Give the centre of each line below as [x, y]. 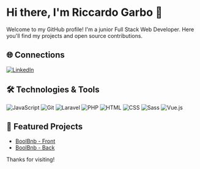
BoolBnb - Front [35, 141]
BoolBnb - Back [35, 148]
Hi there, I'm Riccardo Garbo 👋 [85, 13]
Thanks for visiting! [31, 160]
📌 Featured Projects [45, 127]
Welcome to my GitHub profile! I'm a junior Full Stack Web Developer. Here [100, 29]
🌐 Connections [36, 55]
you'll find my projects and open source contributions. [74, 35]
